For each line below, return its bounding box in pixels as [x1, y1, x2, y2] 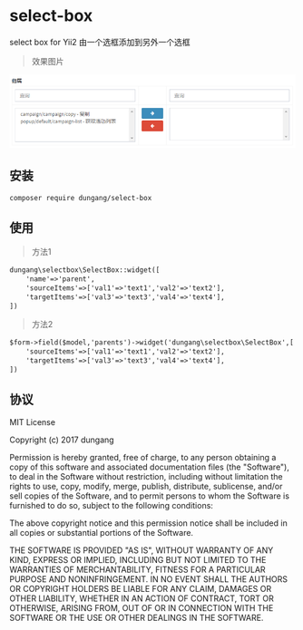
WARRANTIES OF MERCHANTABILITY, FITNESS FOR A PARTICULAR [9, 564, 266, 575]
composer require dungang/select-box [9, 193, 152, 202]
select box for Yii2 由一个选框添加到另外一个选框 [9, 36, 191, 47]
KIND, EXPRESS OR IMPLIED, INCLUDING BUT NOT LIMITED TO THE [9, 554, 267, 565]
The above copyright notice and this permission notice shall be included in [9, 518, 288, 528]
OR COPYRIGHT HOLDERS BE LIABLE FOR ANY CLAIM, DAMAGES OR [9, 583, 272, 594]
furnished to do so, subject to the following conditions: [9, 499, 213, 510]
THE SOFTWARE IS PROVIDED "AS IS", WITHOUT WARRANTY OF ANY [9, 545, 274, 556]
